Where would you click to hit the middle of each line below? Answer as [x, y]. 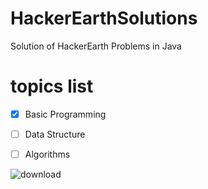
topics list [52, 86]
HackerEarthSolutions [104, 18]
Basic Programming [65, 114]
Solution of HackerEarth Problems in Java [96, 46]
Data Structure [55, 134]
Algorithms [47, 154]
